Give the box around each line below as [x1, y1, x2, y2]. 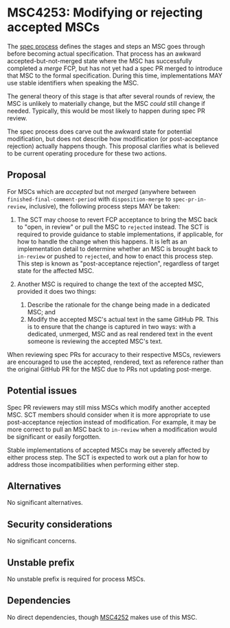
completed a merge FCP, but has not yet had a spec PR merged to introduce [7, 64, 223, 72]
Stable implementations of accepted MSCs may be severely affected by [7, 446, 210, 454]
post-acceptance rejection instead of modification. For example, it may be [7, 418, 216, 426]
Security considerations [7, 518, 113, 530]
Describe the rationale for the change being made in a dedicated [27, 301, 211, 309]
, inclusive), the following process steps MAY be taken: [25, 202, 181, 210]
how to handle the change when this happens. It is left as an [16, 237, 187, 246]
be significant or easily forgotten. [7, 432, 101, 441]
